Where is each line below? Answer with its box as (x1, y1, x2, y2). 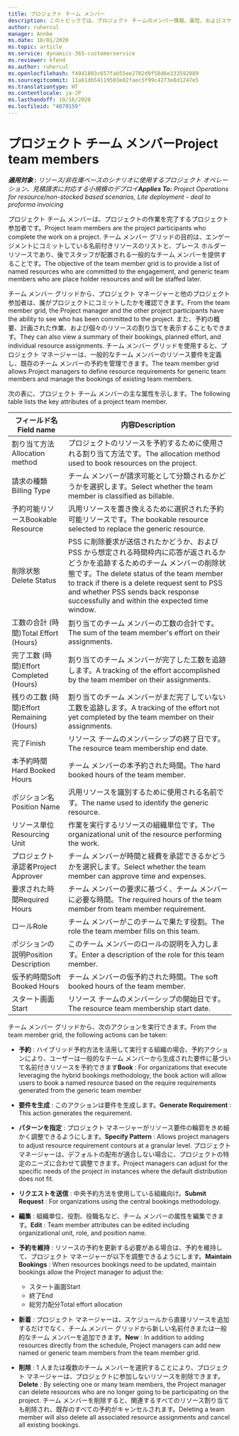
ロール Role (11, 921, 48, 931)
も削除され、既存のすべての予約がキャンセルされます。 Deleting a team (18, 1405, 226, 1413)
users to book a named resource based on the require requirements (18, 1078, 217, 1087)
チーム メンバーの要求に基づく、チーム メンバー (67, 884, 228, 894)
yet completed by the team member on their (67, 712, 215, 722)
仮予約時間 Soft (11, 971, 61, 981)
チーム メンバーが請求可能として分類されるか (67, 470, 219, 480)
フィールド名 (14, 415, 58, 425)
